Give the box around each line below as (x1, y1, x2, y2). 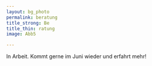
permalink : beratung (6, 14, 58, 20)
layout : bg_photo (6, 8, 50, 15)
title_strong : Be (6, 20, 50, 26)
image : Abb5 (6, 31, 36, 37)
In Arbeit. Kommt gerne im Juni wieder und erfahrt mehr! (6, 53, 147, 60)
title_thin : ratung (6, 25, 55, 32)
